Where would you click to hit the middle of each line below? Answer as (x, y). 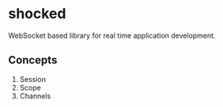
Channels (35, 96)
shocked (37, 14)
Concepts (33, 60)
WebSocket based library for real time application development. (112, 35)
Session (32, 79)
